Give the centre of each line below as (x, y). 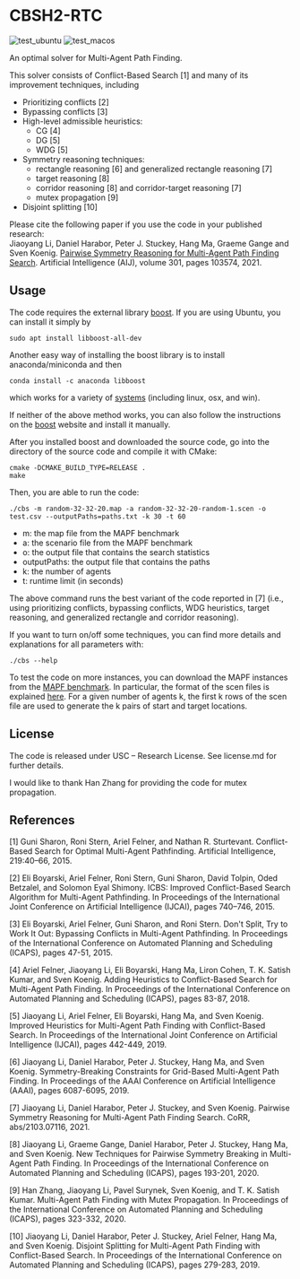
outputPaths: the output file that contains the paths (116, 561)
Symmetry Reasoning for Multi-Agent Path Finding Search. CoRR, (130, 1118)
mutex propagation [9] (77, 197)
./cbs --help (34, 660)
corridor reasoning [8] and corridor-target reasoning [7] (138, 187)
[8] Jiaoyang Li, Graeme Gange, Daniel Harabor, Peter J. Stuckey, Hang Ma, (149, 1144)
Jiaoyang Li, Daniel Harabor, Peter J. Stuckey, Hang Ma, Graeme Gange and (149, 243)
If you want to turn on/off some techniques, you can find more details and (146, 634)
